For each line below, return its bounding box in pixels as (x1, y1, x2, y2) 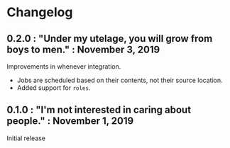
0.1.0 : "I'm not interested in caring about (6, 104, 192, 116)
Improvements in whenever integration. (6, 62, 121, 71)
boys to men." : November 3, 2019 (6, 43, 160, 55)
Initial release (6, 134, 45, 142)
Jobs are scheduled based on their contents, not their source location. (16, 76, 223, 84)
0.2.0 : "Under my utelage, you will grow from (6, 33, 213, 45)
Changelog (6, 4, 73, 21)
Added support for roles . (16, 84, 91, 92)
